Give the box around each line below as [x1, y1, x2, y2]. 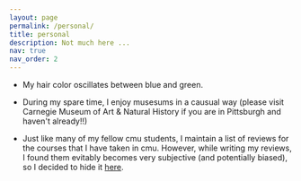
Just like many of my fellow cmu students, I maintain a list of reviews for [22, 134, 289, 143]
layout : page [9, 13, 58, 22]
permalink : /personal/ [9, 22, 94, 30]
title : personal [9, 30, 70, 39]
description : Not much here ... [9, 38, 130, 47]
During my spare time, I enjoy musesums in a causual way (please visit [22, 97, 285, 108]
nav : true [9, 47, 47, 56]
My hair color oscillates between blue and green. [22, 80, 204, 90]
